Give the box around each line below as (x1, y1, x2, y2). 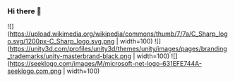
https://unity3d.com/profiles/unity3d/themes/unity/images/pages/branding (9, 45, 227, 53)
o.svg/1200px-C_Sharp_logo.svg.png (7, 37, 115, 46)
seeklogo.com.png (7, 67, 62, 76)
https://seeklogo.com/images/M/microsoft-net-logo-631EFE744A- (9, 60, 203, 68)
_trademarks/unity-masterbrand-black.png (7, 52, 132, 60)
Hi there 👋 (7, 6, 42, 16)
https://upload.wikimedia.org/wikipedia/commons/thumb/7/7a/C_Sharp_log (9, 29, 228, 38)
